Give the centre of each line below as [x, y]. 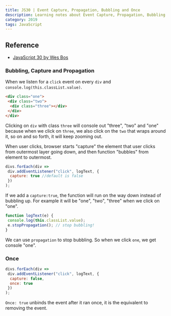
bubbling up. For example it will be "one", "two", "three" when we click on [82, 201]
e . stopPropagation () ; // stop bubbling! [51, 225]
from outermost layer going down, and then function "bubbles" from [77, 152]
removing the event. [26, 308]
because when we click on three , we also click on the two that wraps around [86, 131]
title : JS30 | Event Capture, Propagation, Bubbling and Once [73, 10]
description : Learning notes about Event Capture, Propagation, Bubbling [86, 15]
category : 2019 [21, 19]
